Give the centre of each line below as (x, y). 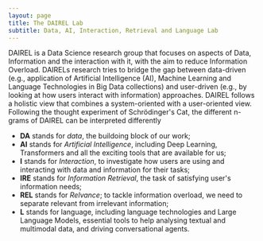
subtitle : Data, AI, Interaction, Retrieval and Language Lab (113, 30)
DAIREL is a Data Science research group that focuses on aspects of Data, (130, 53)
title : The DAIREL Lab (46, 23)
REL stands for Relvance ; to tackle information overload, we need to (131, 195)
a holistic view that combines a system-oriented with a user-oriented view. (130, 103)
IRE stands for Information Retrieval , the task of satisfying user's (126, 178)
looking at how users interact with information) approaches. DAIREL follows (131, 95)
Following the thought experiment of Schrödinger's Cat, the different (120, 112)
